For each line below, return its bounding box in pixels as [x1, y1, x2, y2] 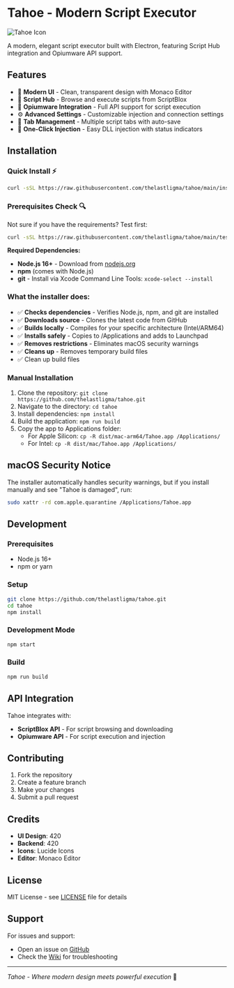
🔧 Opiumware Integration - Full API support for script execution [17, 103, 201, 111]
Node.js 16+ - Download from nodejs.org [17, 260, 136, 268]
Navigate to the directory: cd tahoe [17, 403, 118, 411]
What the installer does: [7, 292, 91, 301]
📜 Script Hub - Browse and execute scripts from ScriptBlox [17, 95, 187, 103]
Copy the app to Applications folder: [17, 424, 122, 433]
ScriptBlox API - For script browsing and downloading [17, 724, 173, 733]
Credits [7, 813, 40, 825]
